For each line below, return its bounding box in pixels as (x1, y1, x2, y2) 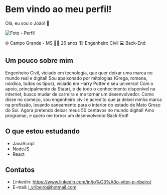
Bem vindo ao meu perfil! (5, 4, 112, 15)
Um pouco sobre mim (5, 56, 74, 65)
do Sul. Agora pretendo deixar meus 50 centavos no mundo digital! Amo (5, 107, 154, 113)
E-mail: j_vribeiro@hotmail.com (12, 184, 77, 190)
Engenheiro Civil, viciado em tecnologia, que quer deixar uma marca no (5, 69, 153, 76)
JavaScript (12, 140, 35, 146)
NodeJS (12, 146, 30, 152)
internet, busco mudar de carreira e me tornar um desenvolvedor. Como (5, 91, 154, 97)
